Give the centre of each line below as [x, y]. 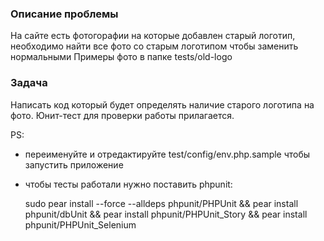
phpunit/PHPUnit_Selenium [80, 224]
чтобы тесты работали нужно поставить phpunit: [128, 184]
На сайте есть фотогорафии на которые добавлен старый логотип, [153, 36]
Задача [29, 83]
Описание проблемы [64, 14]
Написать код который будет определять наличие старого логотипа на [162, 104]
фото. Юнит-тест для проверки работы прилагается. [122, 115]
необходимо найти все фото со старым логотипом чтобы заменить [154, 46]
